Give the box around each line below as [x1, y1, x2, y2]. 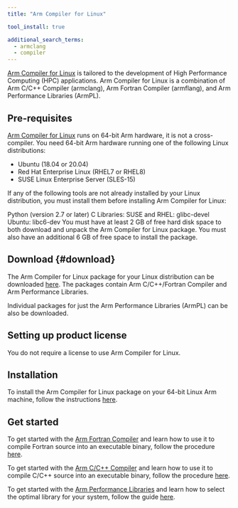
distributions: [7, 146, 46, 154]
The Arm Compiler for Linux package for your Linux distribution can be [7, 272, 215, 281]
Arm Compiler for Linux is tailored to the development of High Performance [7, 69, 227, 78]
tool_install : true [7, 23, 65, 31]
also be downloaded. [7, 309, 69, 317]
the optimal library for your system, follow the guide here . [7, 492, 175, 502]
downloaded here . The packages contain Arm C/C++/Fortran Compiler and [7, 280, 227, 288]
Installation [7, 369, 58, 381]
